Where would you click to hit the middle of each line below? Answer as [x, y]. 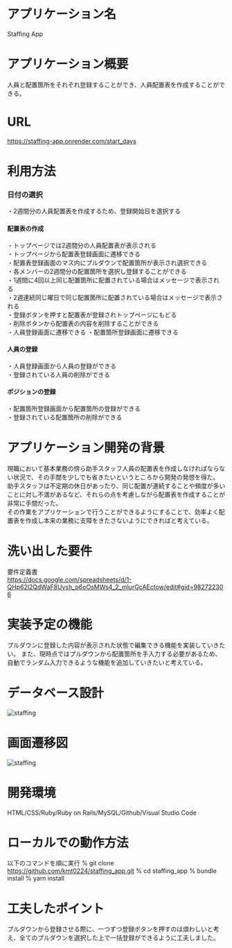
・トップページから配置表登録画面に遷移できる [74, 253]
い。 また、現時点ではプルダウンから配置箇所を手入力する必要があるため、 [114, 654]
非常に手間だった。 [35, 503]
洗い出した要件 [50, 551]
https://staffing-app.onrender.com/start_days [72, 141]
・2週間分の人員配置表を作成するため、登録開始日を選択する [94, 211]
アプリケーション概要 [68, 64]
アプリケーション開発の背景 [86, 448]
